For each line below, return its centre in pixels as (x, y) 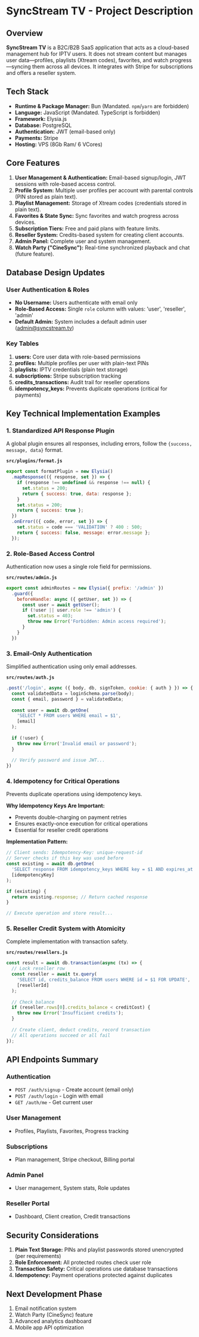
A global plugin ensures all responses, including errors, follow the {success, (99, 443)
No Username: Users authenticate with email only (76, 303)
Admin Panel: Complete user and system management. (83, 241)
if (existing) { (26, 891)
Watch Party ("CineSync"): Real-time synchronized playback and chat (102, 247)
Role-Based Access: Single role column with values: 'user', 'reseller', (100, 309)
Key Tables (23, 344)
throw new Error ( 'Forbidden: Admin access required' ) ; (97, 622)
